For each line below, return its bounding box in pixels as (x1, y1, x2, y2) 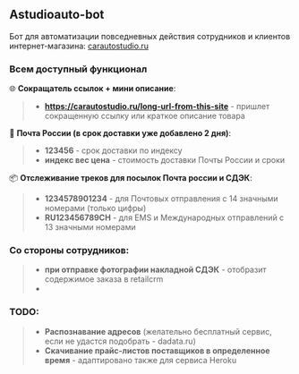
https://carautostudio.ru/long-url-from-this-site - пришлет (44, 101, 270, 112)
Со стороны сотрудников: (9, 244, 130, 257)
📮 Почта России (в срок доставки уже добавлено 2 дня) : (9, 128, 231, 139)
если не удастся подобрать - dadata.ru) (44, 336, 197, 346)
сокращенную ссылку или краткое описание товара (44, 111, 246, 122)
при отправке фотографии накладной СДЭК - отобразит (44, 264, 267, 276)
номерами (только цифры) (44, 203, 147, 214)
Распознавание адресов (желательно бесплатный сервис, (44, 326, 272, 336)
